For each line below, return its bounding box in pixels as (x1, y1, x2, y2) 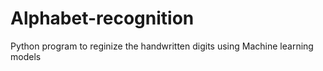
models (10, 50, 42, 62)
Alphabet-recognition (10, 7, 195, 30)
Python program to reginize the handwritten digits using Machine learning (10, 40, 314, 52)
